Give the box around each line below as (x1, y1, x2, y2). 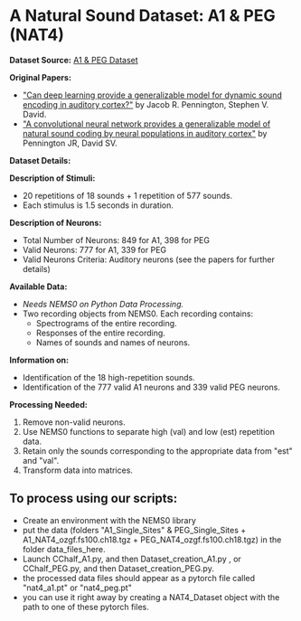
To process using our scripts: (9, 491, 178, 506)
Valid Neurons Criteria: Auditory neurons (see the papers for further (22, 254, 276, 265)
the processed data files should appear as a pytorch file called (22, 572, 256, 583)
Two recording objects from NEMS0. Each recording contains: (22, 308, 254, 319)
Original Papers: (9, 71, 72, 82)
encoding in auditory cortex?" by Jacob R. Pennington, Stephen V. (22, 99, 269, 109)
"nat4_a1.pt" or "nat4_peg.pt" (22, 582, 133, 593)
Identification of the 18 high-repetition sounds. (22, 372, 196, 382)
